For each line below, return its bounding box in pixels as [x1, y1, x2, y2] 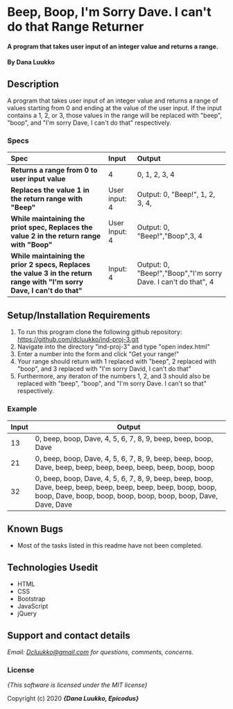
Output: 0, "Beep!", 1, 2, [137, 190, 216, 200]
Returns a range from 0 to [10, 166, 98, 175]
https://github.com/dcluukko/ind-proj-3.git [17, 335, 139, 344]
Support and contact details [7, 629, 130, 641]
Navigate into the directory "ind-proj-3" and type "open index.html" [17, 342, 210, 351]
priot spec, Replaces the [10, 222, 93, 232]
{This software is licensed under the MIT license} [7, 681, 148, 690]
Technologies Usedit [7, 561, 98, 573]
